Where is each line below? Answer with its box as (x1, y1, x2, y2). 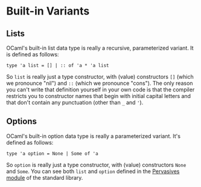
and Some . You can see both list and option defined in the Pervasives (6, 168, 180, 175)
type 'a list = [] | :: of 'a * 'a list (6, 62, 110, 68)
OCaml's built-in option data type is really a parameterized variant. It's (6, 132, 181, 140)
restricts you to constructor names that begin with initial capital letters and (6, 93, 191, 99)
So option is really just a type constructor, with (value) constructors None (6, 161, 187, 168)
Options (6, 116, 37, 126)
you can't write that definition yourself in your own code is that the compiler (6, 86, 195, 93)
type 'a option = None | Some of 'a (6, 150, 98, 157)
